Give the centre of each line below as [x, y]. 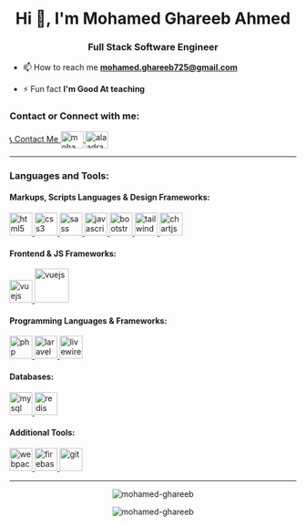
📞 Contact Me [34, 139]
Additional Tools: [42, 433]
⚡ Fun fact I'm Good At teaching [84, 89]
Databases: [32, 376]
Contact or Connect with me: [75, 116]
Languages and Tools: [59, 175]
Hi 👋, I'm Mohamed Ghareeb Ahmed [153, 19]
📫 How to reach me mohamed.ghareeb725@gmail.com [130, 67]
